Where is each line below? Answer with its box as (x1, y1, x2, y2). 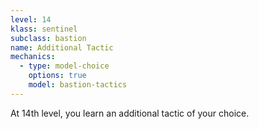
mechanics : (10, 52, 56, 62)
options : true (28, 71, 87, 81)
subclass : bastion (10, 33, 87, 43)
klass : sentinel (10, 24, 78, 34)
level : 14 (10, 14, 52, 25)
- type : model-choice (19, 61, 110, 71)
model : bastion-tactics (28, 80, 128, 90)
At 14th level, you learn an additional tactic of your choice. (10, 107, 250, 119)
